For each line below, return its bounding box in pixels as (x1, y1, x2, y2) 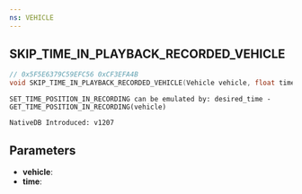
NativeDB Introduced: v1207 (9, 119, 115, 128)
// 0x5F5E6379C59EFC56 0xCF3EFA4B (9, 70, 139, 79)
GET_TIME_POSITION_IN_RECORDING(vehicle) (9, 102, 167, 112)
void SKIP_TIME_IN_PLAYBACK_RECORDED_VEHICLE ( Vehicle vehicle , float (9, 78, 276, 88)
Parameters (9, 143, 76, 158)
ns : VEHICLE (9, 13, 54, 22)
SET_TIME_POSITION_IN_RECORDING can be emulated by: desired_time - (9, 95, 271, 104)
